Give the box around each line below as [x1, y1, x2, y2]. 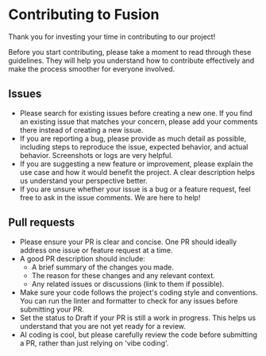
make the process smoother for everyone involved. [8, 64, 175, 73]
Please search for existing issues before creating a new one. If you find [19, 108, 253, 118]
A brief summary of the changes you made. [31, 262, 175, 272]
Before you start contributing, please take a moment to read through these [8, 47, 252, 56]
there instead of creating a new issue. [19, 125, 144, 134]
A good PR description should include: [19, 253, 145, 263]
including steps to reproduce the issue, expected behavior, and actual [19, 141, 249, 152]
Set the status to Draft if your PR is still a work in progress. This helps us [19, 312, 256, 323]
